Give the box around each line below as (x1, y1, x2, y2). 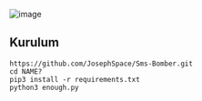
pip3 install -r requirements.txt (9, 75, 141, 84)
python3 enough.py (9, 83, 79, 92)
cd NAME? (9, 66, 43, 76)
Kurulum (9, 35, 60, 50)
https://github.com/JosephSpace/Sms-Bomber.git (9, 59, 194, 68)
